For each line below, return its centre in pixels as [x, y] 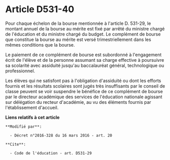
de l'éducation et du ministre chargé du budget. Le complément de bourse [83, 34]
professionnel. [20, 71]
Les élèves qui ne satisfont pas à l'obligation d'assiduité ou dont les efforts [83, 81]
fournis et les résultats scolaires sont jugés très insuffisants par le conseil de [85, 86]
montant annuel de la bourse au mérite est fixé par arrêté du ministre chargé [85, 28]
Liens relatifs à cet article [32, 117]
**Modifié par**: [24, 127]
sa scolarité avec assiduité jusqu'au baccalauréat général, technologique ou [85, 65]
